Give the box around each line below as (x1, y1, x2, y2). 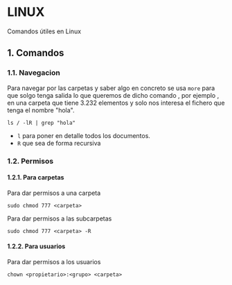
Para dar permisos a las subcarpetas (7, 214, 112, 223)
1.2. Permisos (7, 156, 54, 166)
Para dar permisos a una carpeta (7, 189, 101, 197)
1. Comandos (7, 47, 64, 59)
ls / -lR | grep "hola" (7, 119, 76, 126)
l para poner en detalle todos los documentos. (17, 131, 151, 139)
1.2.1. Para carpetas (7, 173, 64, 182)
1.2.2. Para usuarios (7, 242, 66, 250)
